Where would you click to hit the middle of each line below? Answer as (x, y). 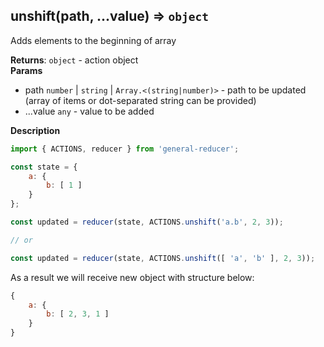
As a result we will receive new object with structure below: (132, 277)
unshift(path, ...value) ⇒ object (109, 16)
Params (26, 70)
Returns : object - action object (74, 60)
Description (35, 130)
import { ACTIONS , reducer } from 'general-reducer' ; (125, 149)
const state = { (44, 167)
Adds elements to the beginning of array (93, 40)
